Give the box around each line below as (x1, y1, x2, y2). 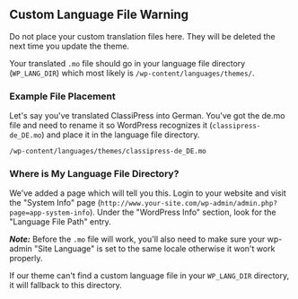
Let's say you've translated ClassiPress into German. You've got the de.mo (9, 110, 285, 121)
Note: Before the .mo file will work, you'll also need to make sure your (9, 233, 266, 245)
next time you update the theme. (9, 40, 130, 51)
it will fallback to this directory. (9, 280, 123, 291)
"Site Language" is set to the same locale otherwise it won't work (34, 243, 276, 254)
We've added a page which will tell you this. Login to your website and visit (9, 188, 286, 198)
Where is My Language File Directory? (9, 168, 180, 180)
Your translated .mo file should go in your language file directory (9, 57, 246, 68)
